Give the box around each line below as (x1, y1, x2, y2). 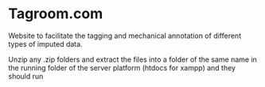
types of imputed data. (8, 39, 83, 48)
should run (8, 71, 44, 81)
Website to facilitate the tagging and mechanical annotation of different (8, 31, 241, 40)
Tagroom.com (8, 5, 103, 23)
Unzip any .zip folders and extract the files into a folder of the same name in (8, 55, 257, 64)
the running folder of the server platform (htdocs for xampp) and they (8, 62, 236, 72)
